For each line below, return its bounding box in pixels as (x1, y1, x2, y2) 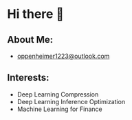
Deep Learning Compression (16, 90, 99, 99)
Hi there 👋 (7, 6, 64, 22)
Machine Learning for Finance (16, 105, 102, 113)
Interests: (7, 72, 49, 83)
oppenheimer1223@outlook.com (16, 52, 110, 60)
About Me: (7, 34, 54, 46)
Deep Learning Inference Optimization (16, 97, 126, 106)
